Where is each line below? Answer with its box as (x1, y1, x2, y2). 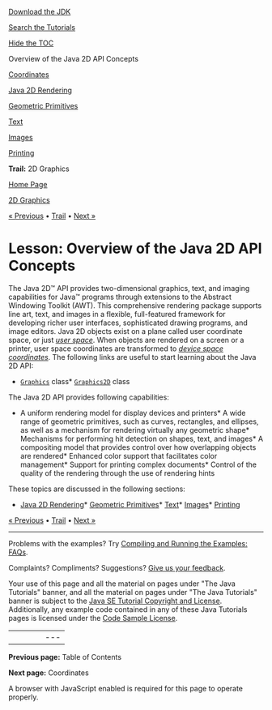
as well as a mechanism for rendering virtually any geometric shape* (19, 425, 250, 434)
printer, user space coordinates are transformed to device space (8, 344, 224, 353)
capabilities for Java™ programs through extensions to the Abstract (8, 292, 232, 302)
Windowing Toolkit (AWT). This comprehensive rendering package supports (8, 300, 262, 310)
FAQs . (8, 547, 28, 557)
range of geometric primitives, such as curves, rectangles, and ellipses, (19, 417, 259, 426)
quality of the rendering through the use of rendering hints (19, 468, 215, 477)
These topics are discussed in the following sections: (8, 484, 186, 494)
